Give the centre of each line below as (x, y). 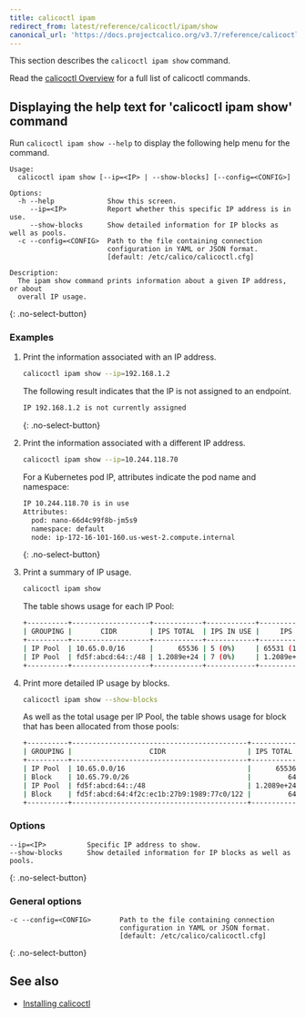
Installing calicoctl (56, 1003)
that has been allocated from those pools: (101, 727)
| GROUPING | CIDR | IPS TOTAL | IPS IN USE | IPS (158, 632)
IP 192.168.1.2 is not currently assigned (104, 408)
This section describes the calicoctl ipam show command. (120, 61)
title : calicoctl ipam (52, 18)
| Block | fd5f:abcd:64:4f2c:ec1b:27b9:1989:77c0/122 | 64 (159, 794)
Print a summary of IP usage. (77, 572)
